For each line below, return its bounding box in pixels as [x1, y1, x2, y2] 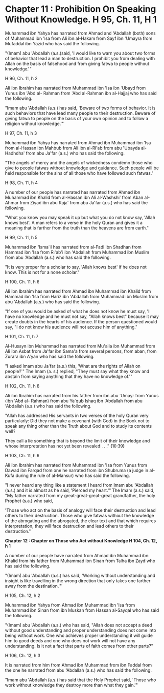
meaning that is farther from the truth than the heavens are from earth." [5, 225, 149, 231]
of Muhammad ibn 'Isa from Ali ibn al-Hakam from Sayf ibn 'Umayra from [5, 35, 153, 41]
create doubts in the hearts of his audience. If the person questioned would [5, 318, 158, 324]
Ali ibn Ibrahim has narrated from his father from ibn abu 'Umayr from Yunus [5, 392, 159, 398]
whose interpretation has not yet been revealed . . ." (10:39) [5, 443, 125, 449]
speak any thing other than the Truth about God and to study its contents [5, 423, 152, 429]
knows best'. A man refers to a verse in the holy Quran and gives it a [5, 220, 143, 225]
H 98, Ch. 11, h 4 [5, 180, 38, 186]
